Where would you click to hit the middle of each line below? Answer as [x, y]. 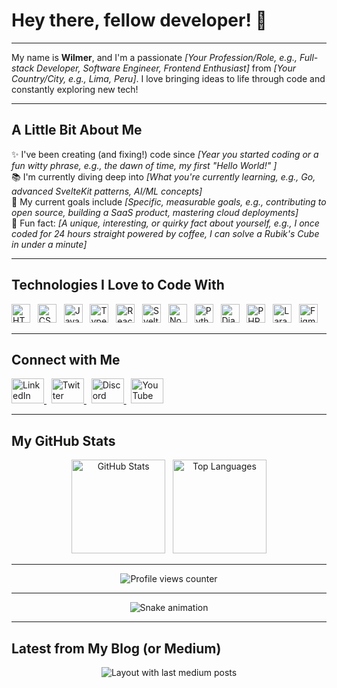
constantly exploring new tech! [75, 89]
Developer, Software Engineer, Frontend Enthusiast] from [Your [166, 68]
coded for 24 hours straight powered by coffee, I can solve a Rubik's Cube [165, 233]
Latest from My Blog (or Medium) [116, 648]
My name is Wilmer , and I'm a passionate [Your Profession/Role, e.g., [154, 57]
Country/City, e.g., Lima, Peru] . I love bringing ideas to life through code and [168, 78]
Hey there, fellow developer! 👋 [139, 20]
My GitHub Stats [63, 440]
